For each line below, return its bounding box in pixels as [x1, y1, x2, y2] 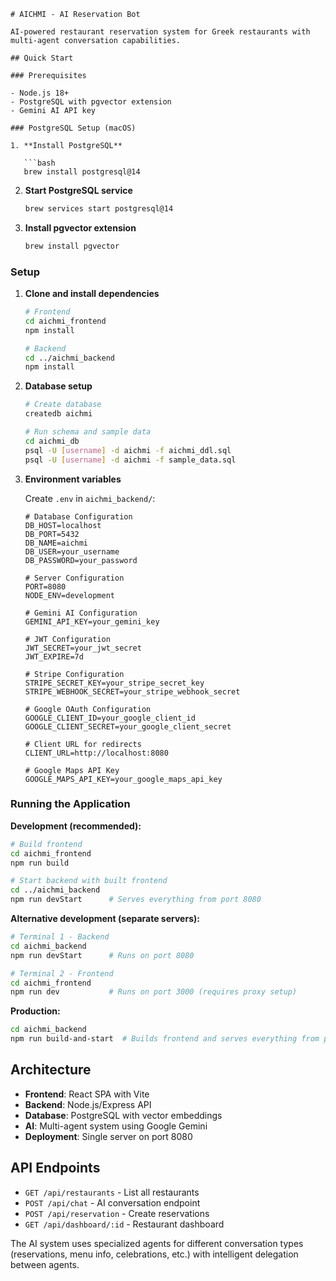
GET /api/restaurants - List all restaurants [24, 1186, 200, 1198]
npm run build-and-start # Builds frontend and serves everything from [10, 1034, 320, 1044]
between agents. [10, 1258, 80, 1270]
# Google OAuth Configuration [24, 704, 152, 714]
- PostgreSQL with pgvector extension [10, 97, 172, 107]
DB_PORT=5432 [24, 529, 80, 539]
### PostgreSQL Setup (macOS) [10, 123, 137, 133]
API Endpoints [10, 1160, 101, 1177]
